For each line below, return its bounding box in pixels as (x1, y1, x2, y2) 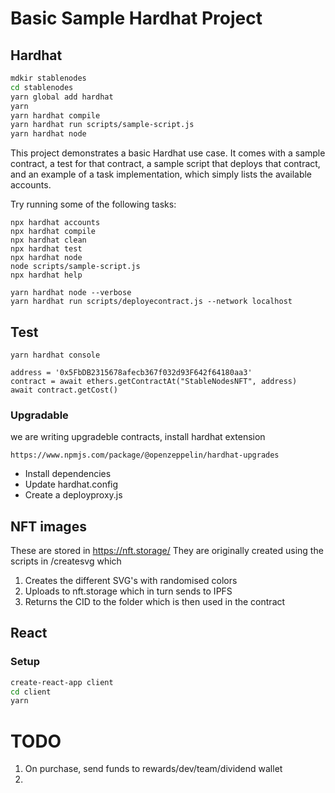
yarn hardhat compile (10, 110, 101, 121)
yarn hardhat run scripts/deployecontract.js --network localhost (10, 297, 293, 307)
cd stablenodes (10, 82, 74, 92)
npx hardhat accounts (10, 218, 101, 228)
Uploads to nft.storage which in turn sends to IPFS (24, 585, 233, 597)
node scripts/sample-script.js (10, 262, 141, 272)
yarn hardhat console (10, 350, 101, 360)
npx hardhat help (10, 270, 83, 281)
